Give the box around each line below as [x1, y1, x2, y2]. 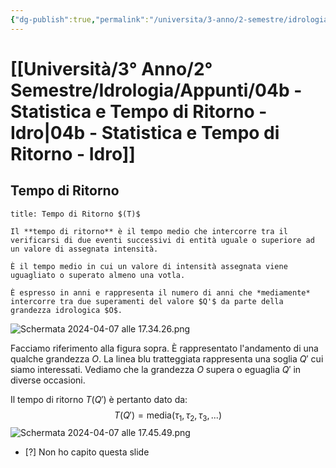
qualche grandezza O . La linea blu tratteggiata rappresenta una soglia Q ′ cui [10, 352, 324, 365]
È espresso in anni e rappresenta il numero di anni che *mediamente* [10, 287, 311, 298]
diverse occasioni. [10, 374, 86, 386]
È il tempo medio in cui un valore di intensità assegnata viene [10, 261, 288, 271]
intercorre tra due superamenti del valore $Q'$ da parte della [10, 296, 284, 306]
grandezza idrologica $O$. [10, 305, 123, 315]
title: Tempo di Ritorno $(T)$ [10, 209, 141, 219]
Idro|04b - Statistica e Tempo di [10, 121, 280, 144]
